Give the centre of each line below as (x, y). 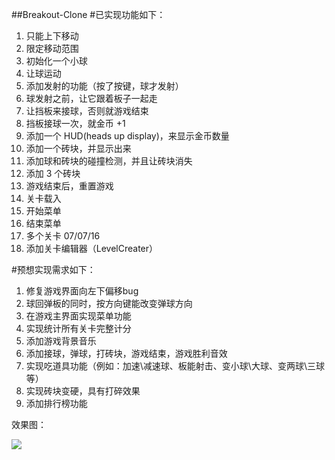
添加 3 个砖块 (53, 173)
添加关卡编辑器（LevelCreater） (92, 248)
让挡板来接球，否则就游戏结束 (87, 111)
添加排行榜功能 (56, 403)
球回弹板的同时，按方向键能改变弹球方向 (109, 303)
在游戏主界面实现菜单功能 (78, 316)
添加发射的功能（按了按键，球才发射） (104, 86)
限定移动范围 (52, 48)
